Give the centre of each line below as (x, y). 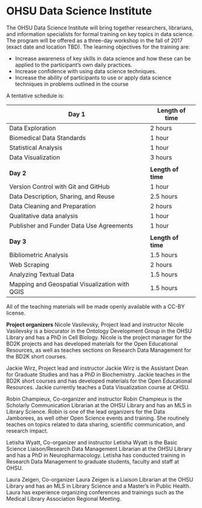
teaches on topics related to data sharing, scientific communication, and (96, 424)
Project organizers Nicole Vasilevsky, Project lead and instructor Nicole (95, 324)
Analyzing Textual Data (42, 274)
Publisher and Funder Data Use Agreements (71, 225)
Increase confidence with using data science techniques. (86, 71)
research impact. (27, 431)
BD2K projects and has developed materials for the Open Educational (92, 343)
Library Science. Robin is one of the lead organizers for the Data (86, 411)
